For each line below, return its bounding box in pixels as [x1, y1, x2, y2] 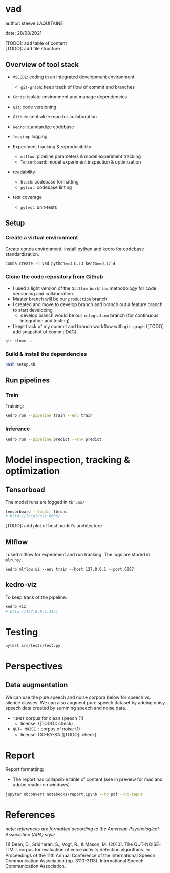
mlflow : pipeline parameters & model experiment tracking [20, 153, 141, 159]
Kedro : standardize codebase [12, 124, 74, 130]
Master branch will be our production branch [12, 296, 108, 302]
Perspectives [5, 660, 63, 672]
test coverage [12, 194, 42, 200]
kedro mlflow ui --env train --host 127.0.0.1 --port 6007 [5, 567, 134, 572]
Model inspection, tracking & [5, 454, 131, 465]
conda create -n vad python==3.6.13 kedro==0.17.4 [5, 261, 116, 267]
